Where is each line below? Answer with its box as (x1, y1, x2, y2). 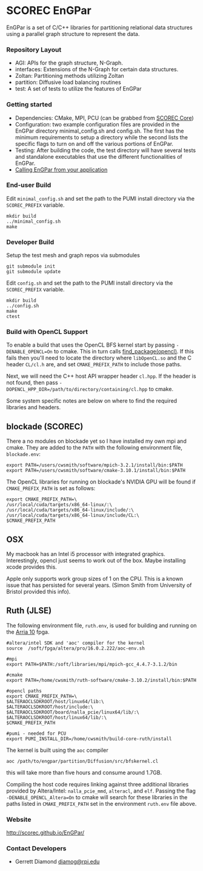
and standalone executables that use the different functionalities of (15, 153, 183, 160)
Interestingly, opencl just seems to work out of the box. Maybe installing (6, 557, 186, 564)
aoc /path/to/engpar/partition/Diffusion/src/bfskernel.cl (6, 758, 159, 764)
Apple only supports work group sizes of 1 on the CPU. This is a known (6, 575, 184, 583)
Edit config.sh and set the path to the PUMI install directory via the (6, 279, 173, 286)
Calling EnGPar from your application (15, 165, 108, 173)
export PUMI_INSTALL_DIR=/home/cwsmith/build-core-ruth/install (6, 735, 172, 742)
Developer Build (6, 238, 55, 246)
